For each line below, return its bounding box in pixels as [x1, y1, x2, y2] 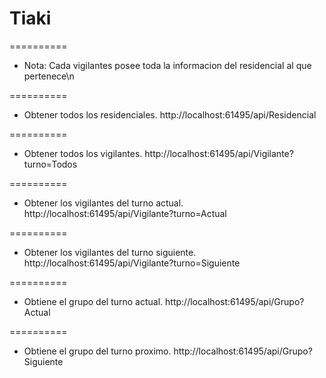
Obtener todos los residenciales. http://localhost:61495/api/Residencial [23, 108, 317, 121]
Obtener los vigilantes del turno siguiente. [23, 246, 197, 258]
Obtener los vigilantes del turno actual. [23, 197, 184, 209]
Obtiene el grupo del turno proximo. [23, 345, 172, 357]
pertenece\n [23, 70, 75, 82]
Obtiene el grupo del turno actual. [23, 295, 164, 307]
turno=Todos [23, 158, 78, 170]
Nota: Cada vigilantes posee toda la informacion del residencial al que [23, 59, 312, 71]
